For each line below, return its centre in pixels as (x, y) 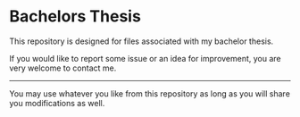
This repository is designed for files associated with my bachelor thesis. (142, 41)
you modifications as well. (57, 103)
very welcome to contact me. (63, 68)
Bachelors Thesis (75, 17)
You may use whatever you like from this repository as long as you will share (150, 93)
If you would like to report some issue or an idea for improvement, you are (145, 58)
